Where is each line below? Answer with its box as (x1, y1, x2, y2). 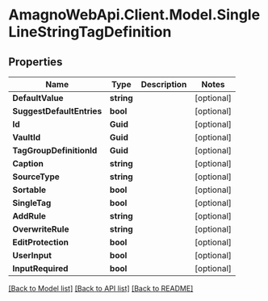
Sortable (12, 184, 47, 195)
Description (140, 79, 187, 90)
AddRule (12, 211, 47, 221)
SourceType (12, 171, 60, 182)
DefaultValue (12, 93, 64, 103)
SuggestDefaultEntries (12, 106, 103, 116)
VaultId (12, 132, 41, 143)
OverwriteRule (12, 224, 69, 235)
